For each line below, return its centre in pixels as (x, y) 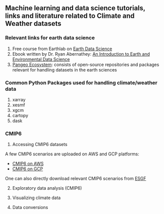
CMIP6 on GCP (28, 169)
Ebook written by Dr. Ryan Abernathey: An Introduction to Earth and (81, 54)
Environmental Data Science (41, 59)
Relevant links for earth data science (50, 38)
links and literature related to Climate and (70, 16)
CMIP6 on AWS (28, 164)
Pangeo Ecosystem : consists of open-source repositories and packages (86, 65)
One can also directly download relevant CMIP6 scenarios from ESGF (76, 179)
